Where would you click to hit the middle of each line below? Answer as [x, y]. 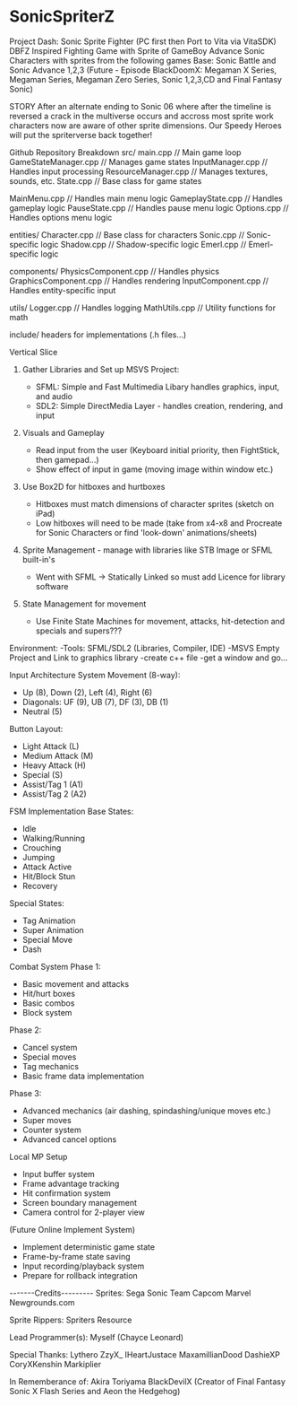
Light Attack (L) [51, 746]
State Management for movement [84, 604]
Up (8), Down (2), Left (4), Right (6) [87, 692]
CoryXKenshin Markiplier [55, 1364]
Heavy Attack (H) [54, 765]
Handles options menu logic [61, 217]
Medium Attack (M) [58, 755]
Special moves [49, 1057]
